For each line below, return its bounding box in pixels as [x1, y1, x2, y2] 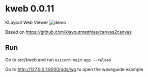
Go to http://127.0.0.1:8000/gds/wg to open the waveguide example [5, 66, 143, 72]
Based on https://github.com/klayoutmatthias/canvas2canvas [5, 29, 132, 35]
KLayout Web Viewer [5, 19, 48, 25]
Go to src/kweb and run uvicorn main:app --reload [5, 57, 111, 63]
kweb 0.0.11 [5, 3, 54, 14]
